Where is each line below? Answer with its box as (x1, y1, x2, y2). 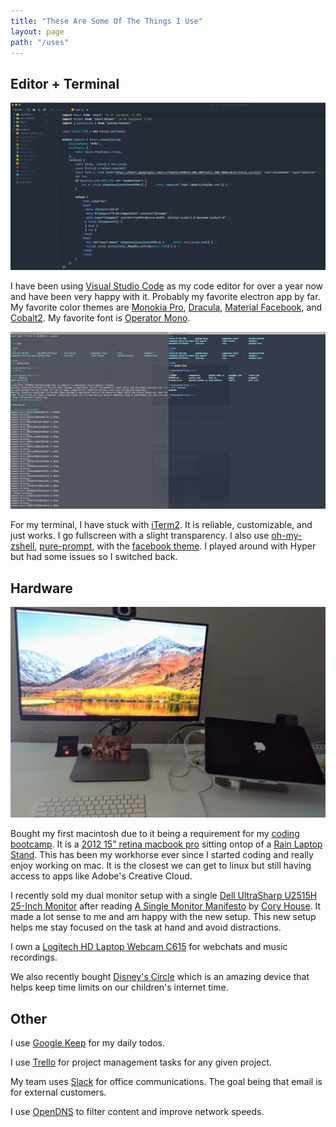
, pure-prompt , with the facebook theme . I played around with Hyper (34, 540, 317, 552)
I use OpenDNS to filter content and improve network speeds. (10, 1106, 265, 1118)
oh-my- (271, 530, 303, 542)
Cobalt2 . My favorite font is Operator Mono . (10, 311, 191, 324)
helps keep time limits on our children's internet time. (10, 981, 229, 994)
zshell (10, 540, 35, 552)
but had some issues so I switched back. (10, 551, 178, 563)
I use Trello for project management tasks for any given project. (10, 1056, 272, 1069)
